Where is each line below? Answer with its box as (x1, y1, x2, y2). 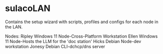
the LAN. (5, 24, 23, 29)
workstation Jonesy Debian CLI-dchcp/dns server (5, 43, 106, 49)
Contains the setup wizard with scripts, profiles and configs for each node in (5, 19, 159, 25)
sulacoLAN (5, 3, 51, 14)
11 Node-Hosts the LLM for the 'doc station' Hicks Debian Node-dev (5, 38, 142, 44)
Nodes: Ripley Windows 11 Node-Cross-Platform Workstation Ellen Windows (5, 33, 158, 39)
